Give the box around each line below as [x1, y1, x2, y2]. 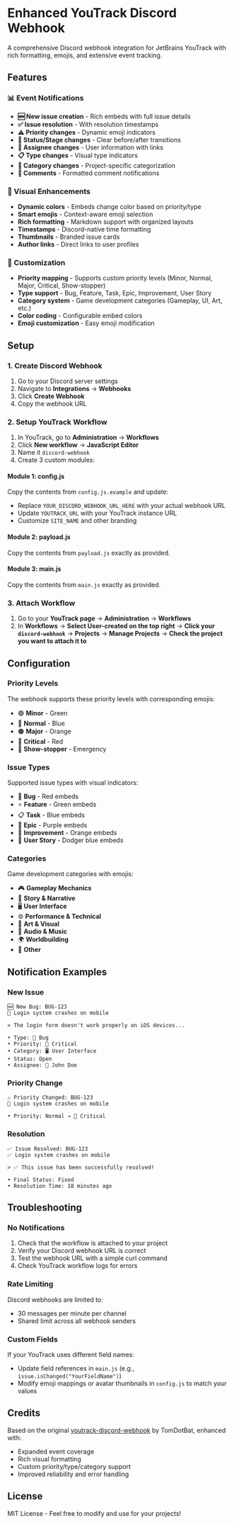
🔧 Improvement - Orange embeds [17, 829, 117, 837]
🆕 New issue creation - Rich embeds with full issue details [17, 112, 191, 120]
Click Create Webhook [17, 392, 85, 400]
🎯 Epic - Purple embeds [17, 821, 88, 829]
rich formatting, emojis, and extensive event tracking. [7, 51, 163, 59]
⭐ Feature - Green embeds [17, 800, 97, 809]
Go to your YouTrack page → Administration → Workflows [17, 614, 192, 623]
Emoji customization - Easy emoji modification [17, 319, 156, 327]
